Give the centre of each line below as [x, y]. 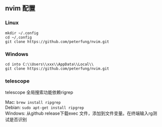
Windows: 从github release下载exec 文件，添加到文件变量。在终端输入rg [79, 113]
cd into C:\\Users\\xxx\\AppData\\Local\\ [49, 64]
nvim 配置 [20, 8]
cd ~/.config [19, 37]
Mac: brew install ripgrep [33, 102]
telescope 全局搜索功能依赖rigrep [39, 92]
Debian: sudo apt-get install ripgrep [44, 108]
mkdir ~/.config [22, 33]
